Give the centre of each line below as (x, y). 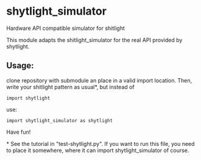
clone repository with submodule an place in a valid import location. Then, (99, 80)
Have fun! (19, 132)
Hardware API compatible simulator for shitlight (65, 28)
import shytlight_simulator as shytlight (60, 120)
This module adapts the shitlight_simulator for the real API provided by (94, 40)
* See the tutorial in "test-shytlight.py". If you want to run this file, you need (100, 144)
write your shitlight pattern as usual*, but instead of (71, 87)
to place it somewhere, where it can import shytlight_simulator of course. (98, 150)
